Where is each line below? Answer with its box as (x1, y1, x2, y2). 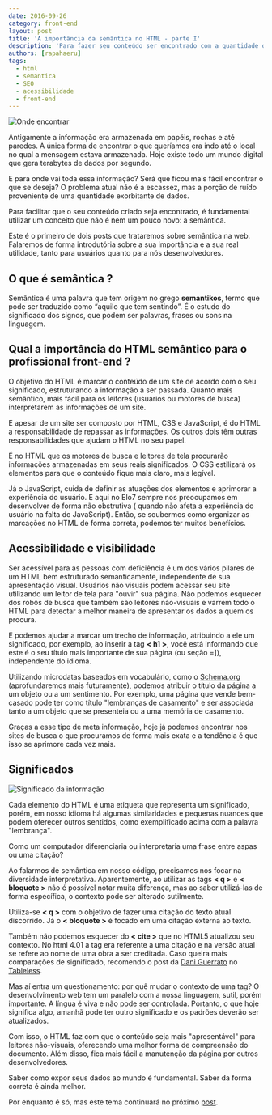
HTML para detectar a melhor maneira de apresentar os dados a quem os (8, 606, 254, 616)
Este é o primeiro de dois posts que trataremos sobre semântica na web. (8, 231, 251, 241)
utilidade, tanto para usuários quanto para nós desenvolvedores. (8, 248, 224, 258)
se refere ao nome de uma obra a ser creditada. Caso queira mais (8, 948, 227, 958)
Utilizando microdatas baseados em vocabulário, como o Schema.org (8, 672, 241, 681)
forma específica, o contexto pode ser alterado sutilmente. (8, 891, 204, 901)
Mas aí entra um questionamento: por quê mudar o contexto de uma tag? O (8, 981, 260, 991)
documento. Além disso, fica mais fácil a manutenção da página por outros (8, 1049, 259, 1058)
